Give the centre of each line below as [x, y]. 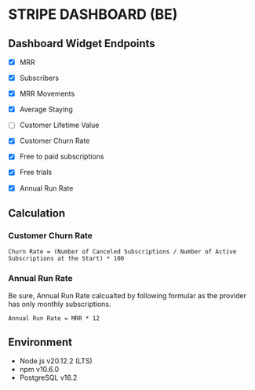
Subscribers [39, 78]
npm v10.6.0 [39, 370]
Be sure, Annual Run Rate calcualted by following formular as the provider [127, 295]
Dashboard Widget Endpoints [82, 44]
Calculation [37, 213]
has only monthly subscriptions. [60, 304]
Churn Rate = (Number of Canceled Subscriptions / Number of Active [122, 252]
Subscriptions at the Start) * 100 [66, 259]
